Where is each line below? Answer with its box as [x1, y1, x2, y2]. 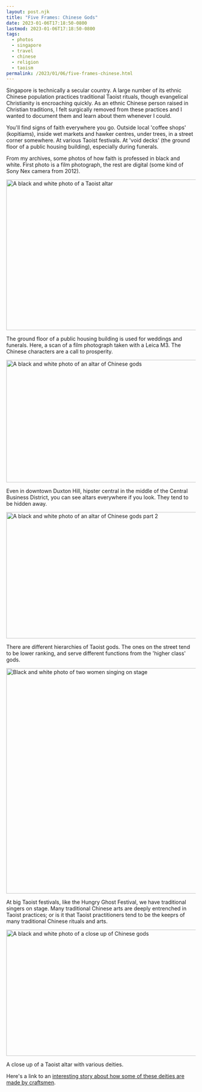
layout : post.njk [6, 8, 50, 15]
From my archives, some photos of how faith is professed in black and [6, 155, 180, 162]
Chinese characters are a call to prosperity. [6, 348, 113, 355]
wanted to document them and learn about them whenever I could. [6, 112, 172, 120]
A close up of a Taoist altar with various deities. [6, 1061, 124, 1068]
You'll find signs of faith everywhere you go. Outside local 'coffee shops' [6, 124, 186, 131]
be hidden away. [6, 500, 47, 508]
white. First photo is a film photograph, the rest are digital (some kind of [6, 161, 184, 168]
